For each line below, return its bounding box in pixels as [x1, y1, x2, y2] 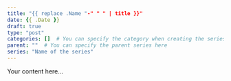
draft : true [7, 23, 41, 30]
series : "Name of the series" [7, 49, 94, 56]
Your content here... [7, 67, 64, 76]
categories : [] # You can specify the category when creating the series [7, 36, 226, 43]
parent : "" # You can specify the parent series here [7, 42, 168, 49]
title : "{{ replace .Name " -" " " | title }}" [7, 10, 143, 17]
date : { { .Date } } [7, 16, 60, 23]
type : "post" [7, 29, 45, 36]
